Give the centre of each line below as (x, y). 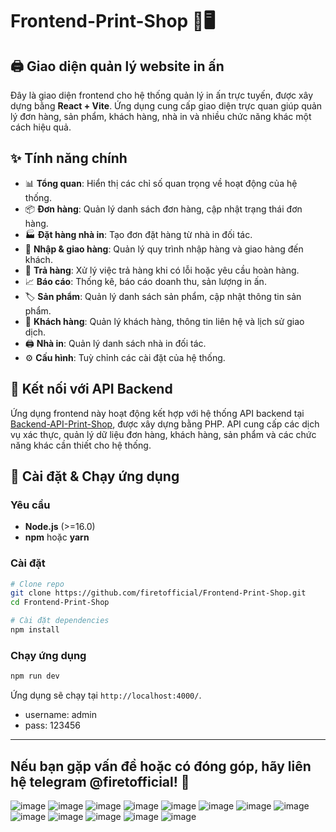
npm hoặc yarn (57, 537)
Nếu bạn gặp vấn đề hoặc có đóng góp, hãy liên (161, 766)
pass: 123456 (53, 725)
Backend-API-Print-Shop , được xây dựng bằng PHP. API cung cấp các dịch (165, 424)
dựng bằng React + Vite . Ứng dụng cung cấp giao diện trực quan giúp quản (166, 106)
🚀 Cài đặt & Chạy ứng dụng (95, 476)
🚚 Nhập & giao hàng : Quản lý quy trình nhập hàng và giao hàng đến (164, 249)
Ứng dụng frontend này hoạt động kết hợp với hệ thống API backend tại (157, 413)
